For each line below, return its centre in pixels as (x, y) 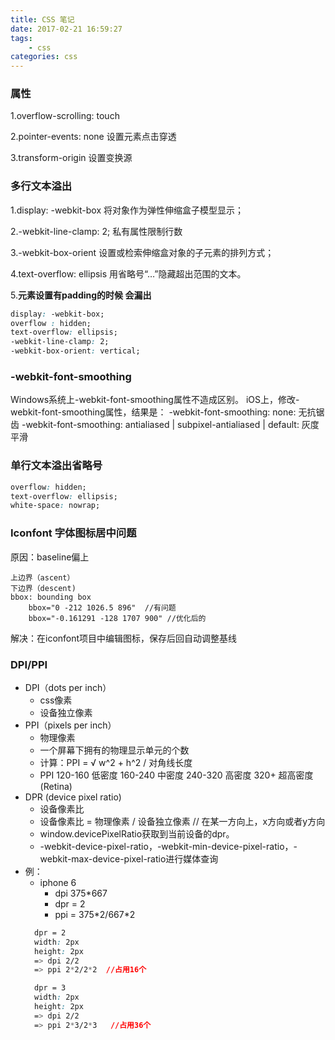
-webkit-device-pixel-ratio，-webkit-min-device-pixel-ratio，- (168, 846)
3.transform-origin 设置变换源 (71, 158)
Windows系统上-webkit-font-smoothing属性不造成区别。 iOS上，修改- (155, 400)
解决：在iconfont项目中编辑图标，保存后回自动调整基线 (124, 638)
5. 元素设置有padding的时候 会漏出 (81, 295)
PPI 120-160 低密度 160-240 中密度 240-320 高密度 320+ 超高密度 (176, 775)
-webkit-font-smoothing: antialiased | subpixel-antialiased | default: (160, 425)
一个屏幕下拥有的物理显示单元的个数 (114, 750)
